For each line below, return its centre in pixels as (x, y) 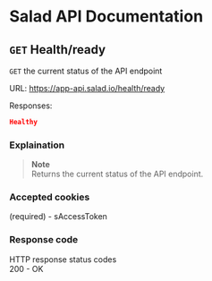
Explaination (37, 145)
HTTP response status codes (63, 259)
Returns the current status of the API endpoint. (117, 174)
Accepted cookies (50, 197)
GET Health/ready (57, 50)
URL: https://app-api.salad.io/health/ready (87, 88)
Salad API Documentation (106, 17)
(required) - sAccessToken (58, 217)
